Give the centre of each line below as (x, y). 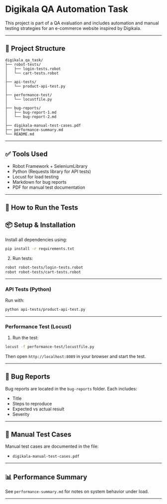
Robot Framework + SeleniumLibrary (50, 166)
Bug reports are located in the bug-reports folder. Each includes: (71, 388)
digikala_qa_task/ (24, 60)
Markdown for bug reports (39, 182)
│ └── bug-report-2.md (31, 117)
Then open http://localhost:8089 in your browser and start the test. (76, 356)
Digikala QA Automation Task (67, 9)
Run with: (15, 300)
